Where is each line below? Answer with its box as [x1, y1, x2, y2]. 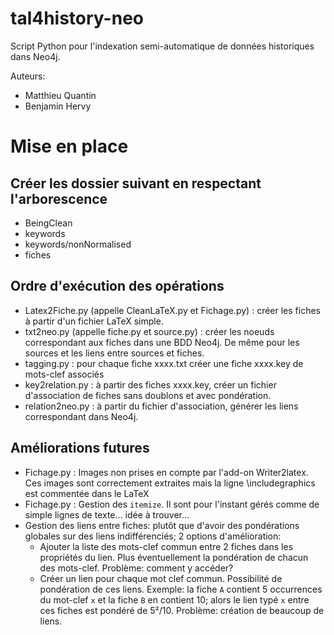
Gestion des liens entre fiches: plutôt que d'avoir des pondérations [24, 519, 300, 531]
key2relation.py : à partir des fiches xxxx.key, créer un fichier [24, 378, 277, 391]
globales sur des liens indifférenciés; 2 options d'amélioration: [24, 530, 282, 542]
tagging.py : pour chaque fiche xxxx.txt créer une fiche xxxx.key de [24, 357, 304, 369]
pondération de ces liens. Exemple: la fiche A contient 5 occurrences [39, 583, 323, 595]
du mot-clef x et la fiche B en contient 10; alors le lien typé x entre [39, 593, 310, 606]
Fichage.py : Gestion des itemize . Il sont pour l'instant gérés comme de [24, 498, 320, 510]
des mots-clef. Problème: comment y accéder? [39, 562, 234, 574]
